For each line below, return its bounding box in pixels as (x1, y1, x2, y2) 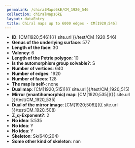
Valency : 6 (11, 50, 34, 56)
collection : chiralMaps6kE (6, 12, 63, 17)
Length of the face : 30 (11, 45, 59, 50)
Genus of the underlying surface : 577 (11, 40, 90, 46)
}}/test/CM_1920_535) (11, 97, 56, 103)
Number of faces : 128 (11, 76, 57, 82)
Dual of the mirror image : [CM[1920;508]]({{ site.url (11, 102, 118, 108)
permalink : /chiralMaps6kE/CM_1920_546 (6, 7, 89, 12)
